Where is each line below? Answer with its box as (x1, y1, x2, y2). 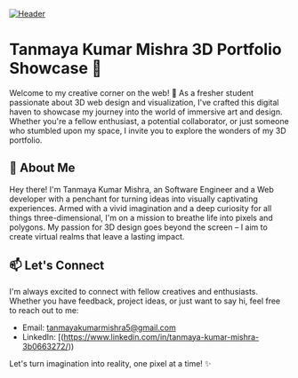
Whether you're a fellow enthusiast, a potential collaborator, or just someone (9, 115, 289, 126)
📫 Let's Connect (9, 258, 105, 273)
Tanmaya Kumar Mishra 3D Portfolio (9, 40, 282, 59)
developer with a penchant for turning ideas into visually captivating (9, 193, 258, 204)
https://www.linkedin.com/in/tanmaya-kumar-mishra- (63, 331, 260, 342)
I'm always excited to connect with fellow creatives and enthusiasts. (9, 286, 259, 296)
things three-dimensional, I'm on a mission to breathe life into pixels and (9, 212, 273, 223)
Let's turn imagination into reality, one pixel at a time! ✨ (9, 358, 212, 368)
